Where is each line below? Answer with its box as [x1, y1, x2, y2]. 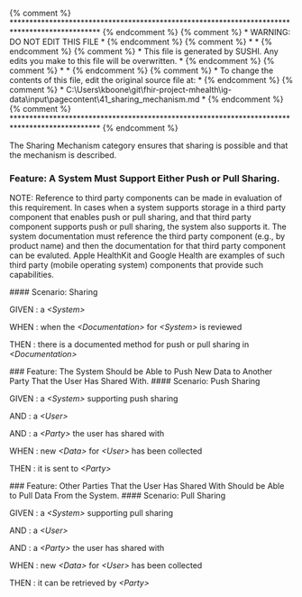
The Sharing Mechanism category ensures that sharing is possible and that [9, 140, 288, 151]
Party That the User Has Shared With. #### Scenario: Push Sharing [9, 376, 261, 387]
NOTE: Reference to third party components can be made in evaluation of [9, 193, 282, 204]
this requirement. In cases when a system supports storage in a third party [9, 202, 287, 213]
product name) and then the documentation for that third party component [9, 241, 286, 252]
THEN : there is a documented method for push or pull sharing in [9, 339, 250, 350]
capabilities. [9, 270, 54, 280]
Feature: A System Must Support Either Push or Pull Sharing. [9, 171, 280, 184]
